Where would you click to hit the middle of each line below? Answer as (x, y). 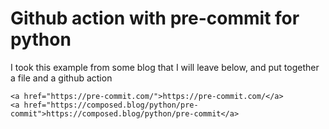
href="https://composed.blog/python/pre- (111, 105)
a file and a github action (61, 78)
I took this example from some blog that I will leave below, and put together (165, 67)
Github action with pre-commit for (155, 18)
